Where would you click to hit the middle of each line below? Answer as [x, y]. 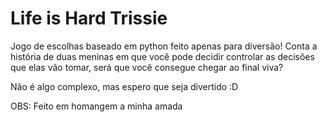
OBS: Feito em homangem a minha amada [96, 106]
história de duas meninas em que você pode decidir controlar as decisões [162, 56]
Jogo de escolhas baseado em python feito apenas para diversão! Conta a [164, 46]
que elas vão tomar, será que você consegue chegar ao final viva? [147, 67]
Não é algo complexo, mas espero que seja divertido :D [124, 86]
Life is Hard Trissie [89, 18]
